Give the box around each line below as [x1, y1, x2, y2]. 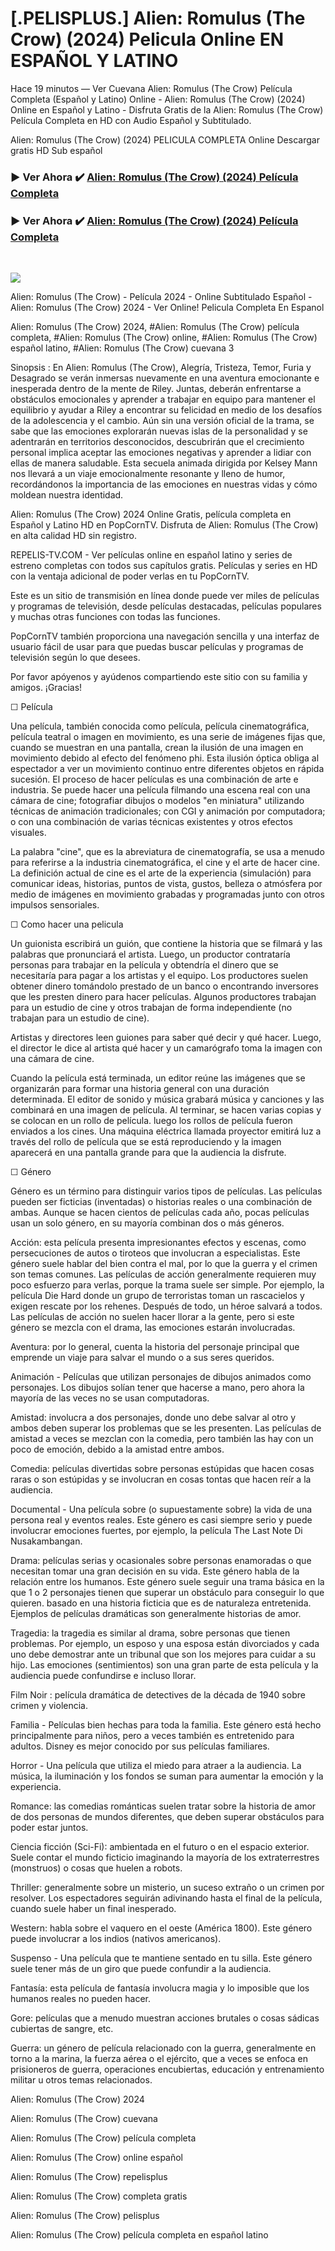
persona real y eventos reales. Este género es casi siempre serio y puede [10, 1514, 313, 1526]
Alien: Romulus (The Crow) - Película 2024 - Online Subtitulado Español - [10, 291, 313, 303]
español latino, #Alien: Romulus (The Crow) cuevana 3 [10, 342, 235, 354]
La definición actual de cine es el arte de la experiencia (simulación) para [10, 867, 312, 879]
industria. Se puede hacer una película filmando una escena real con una [10, 784, 311, 796]
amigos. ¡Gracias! [10, 682, 83, 694]
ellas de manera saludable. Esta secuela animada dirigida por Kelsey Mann [10, 457, 318, 469]
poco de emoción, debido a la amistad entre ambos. [10, 1443, 225, 1456]
